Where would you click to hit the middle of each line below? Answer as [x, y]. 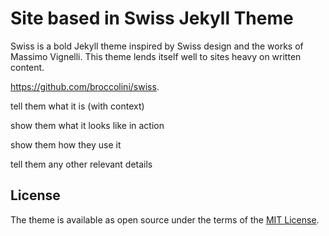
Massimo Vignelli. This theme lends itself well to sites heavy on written [156, 56]
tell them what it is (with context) [77, 106]
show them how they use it [66, 144]
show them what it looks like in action [87, 125]
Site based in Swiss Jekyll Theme [152, 18]
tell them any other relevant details [81, 164]
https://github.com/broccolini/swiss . [85, 86]
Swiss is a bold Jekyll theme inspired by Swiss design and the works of [157, 46]
